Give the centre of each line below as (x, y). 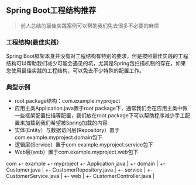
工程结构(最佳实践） (34, 42)
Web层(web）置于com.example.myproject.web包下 (76, 152)
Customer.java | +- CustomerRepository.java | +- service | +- (80, 170)
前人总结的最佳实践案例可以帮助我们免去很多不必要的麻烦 (90, 26)
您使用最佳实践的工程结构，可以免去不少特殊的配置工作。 (75, 71)
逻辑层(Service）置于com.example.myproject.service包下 (84, 145)
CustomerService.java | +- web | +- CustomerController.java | (80, 176)
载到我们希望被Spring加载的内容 (69, 123)
